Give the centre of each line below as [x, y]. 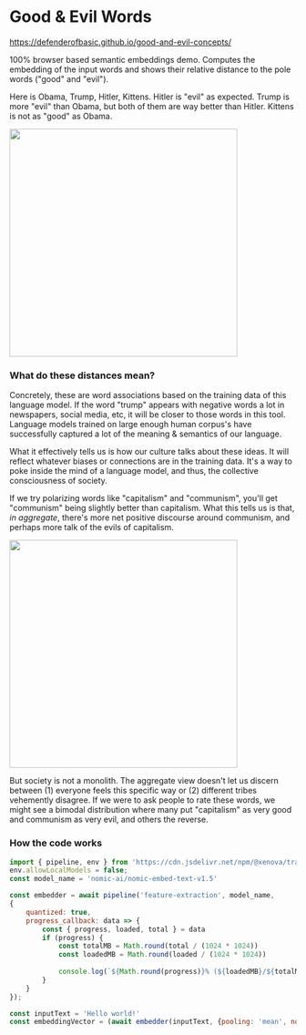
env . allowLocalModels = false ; [69, 871]
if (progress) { [73, 938]
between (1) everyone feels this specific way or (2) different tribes [133, 791]
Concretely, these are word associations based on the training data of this [148, 395]
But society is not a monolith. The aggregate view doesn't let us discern [144, 781]
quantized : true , [59, 912]
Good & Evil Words [81, 17]
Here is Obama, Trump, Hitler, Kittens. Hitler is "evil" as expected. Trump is [149, 97]
